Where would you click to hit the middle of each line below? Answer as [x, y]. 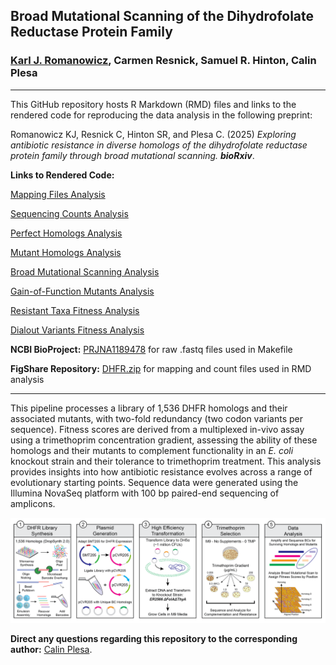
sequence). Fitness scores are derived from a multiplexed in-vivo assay [157, 429]
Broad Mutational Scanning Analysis [85, 271]
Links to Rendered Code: [62, 175]
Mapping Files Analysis [58, 194]
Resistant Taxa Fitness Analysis [75, 310]
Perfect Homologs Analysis [66, 233]
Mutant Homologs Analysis [66, 252]
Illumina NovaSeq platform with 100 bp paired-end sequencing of [145, 493]
